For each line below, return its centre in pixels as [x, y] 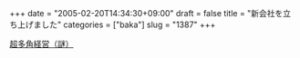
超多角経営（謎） [41, 44]
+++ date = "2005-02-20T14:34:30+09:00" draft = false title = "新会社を [146, 13]
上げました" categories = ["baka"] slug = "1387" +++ [116, 24]
